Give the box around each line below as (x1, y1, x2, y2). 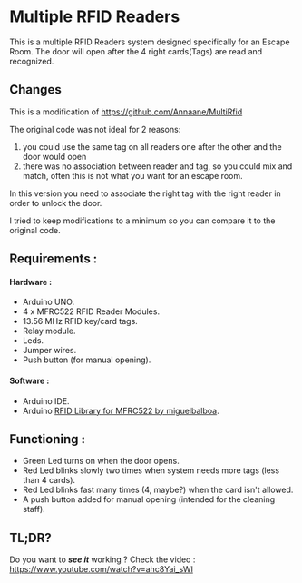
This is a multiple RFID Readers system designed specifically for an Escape (9, 36, 290, 47)
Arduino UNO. (22, 297, 75, 308)
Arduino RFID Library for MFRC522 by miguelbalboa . (22, 405, 219, 416)
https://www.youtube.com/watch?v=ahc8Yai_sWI (9, 564, 193, 575)
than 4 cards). (22, 475, 75, 486)
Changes (9, 82, 62, 97)
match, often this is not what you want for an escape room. (22, 170, 243, 181)
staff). (22, 504, 45, 515)
